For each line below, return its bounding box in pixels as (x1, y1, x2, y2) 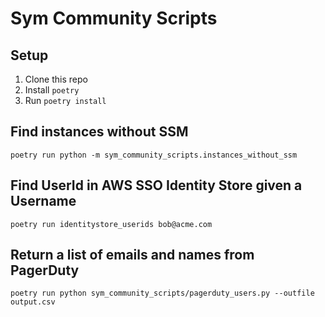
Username (10, 193, 77, 210)
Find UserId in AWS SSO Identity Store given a (10, 177, 303, 194)
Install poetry (24, 84, 80, 96)
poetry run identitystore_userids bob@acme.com (10, 219, 213, 229)
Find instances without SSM (10, 123, 189, 141)
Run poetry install (24, 95, 107, 106)
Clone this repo (24, 73, 88, 85)
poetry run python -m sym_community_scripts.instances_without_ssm (10, 150, 298, 160)
